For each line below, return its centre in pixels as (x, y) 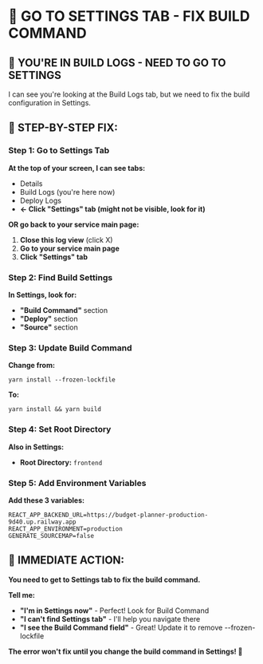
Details (31, 184)
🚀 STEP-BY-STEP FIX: (63, 128)
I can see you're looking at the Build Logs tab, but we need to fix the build (129, 94)
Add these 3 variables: (47, 500)
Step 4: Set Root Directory (60, 429)
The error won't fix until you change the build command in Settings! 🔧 (126, 651)
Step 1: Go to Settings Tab (59, 151)
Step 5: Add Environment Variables (77, 483)
